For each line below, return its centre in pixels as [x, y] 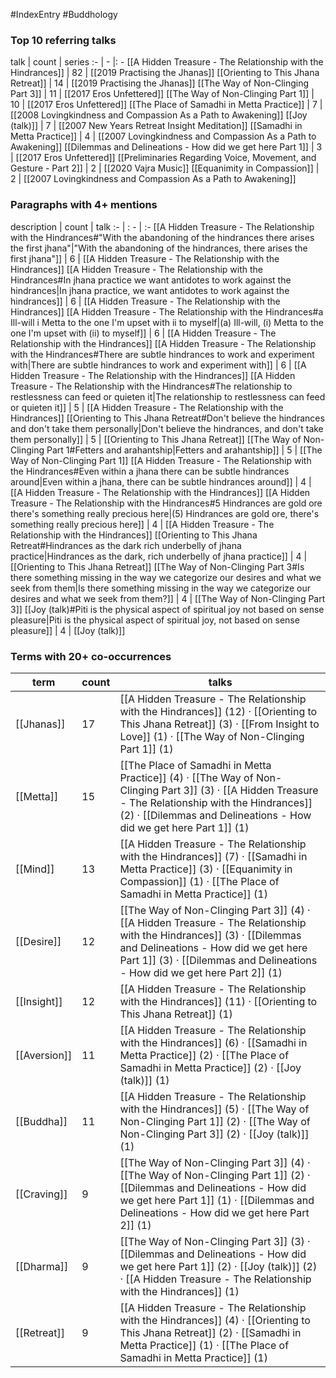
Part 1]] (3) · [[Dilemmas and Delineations [218, 960]
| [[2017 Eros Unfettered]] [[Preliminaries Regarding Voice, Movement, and [163, 158]
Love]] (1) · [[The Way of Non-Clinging [212, 736]
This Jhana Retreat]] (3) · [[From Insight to [219, 724]
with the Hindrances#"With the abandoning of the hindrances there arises [162, 237]
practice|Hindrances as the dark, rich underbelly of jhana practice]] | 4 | [159, 556]
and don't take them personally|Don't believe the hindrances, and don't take [167, 428]
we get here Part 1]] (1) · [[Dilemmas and [217, 1200]
